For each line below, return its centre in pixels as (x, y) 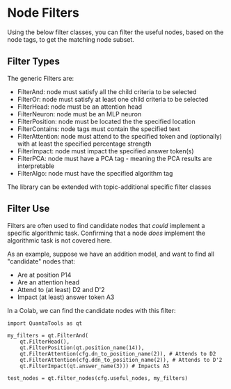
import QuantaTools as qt (45, 323)
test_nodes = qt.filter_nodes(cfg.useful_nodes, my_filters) (98, 378)
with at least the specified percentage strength (84, 144)
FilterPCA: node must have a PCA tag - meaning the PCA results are (114, 158)
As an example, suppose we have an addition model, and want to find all (111, 254)
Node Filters (43, 13)
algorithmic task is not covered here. (60, 240)
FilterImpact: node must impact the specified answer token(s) (105, 151)
